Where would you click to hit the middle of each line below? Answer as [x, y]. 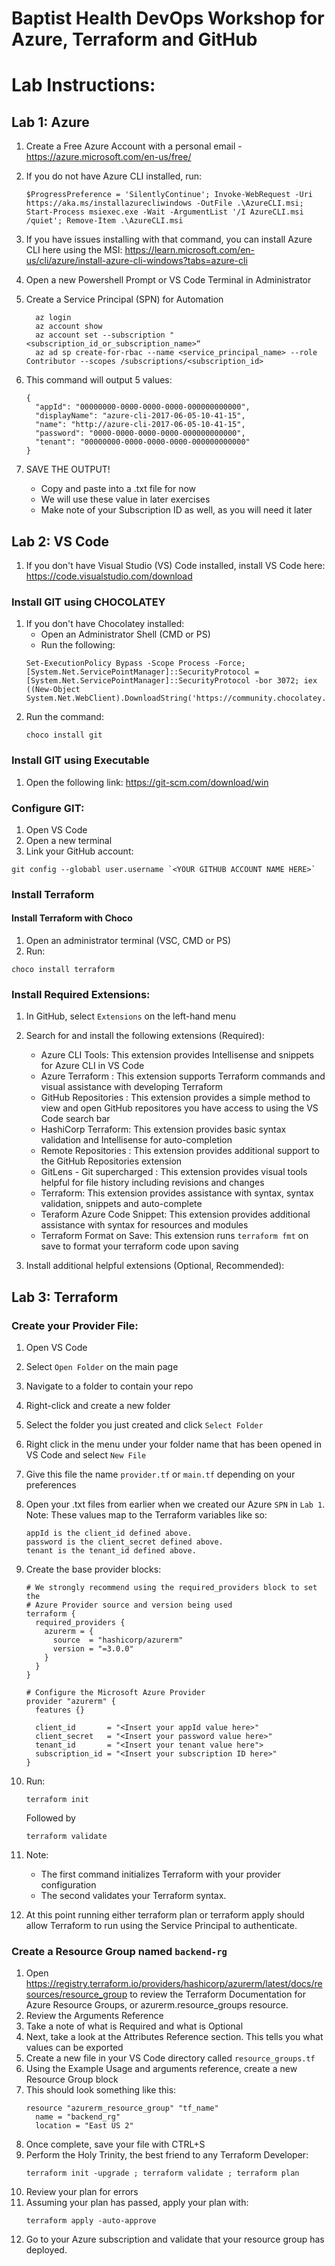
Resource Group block [72, 2079]
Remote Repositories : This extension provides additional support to [180, 1151]
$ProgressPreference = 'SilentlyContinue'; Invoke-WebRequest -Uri [169, 195]
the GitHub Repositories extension [111, 1161]
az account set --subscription [100, 335]
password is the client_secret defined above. [124, 1542]
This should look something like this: [101, 2090]
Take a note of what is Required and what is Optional [134, 2026]
